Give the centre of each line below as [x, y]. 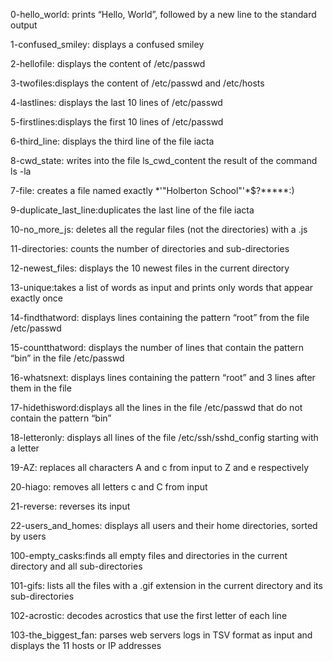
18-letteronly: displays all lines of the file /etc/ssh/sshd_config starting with [164, 437]
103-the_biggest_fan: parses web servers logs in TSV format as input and [161, 635]
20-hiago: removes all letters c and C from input [109, 487]
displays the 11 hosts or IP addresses [86, 645]
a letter [25, 448]
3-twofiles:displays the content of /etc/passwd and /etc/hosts [137, 83]
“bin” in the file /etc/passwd [67, 358]
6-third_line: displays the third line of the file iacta [112, 141]
